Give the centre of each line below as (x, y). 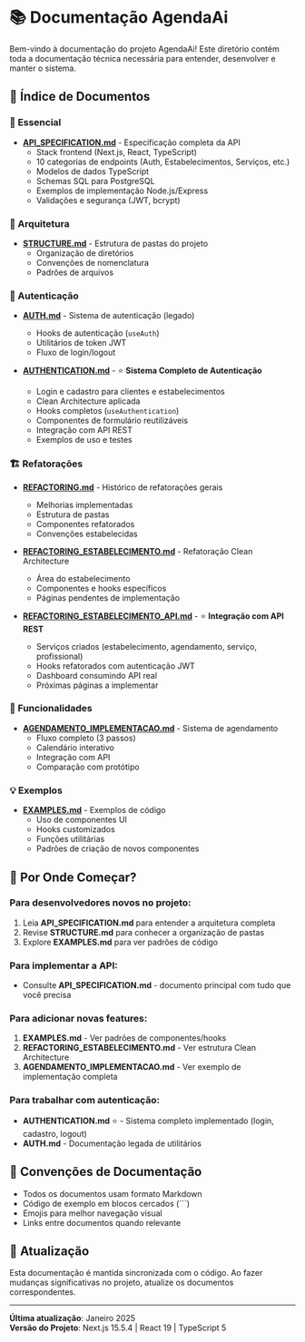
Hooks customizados (75, 829)
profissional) (59, 656)
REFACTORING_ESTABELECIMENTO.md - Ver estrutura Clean (139, 1048)
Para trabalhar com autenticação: (85, 1101)
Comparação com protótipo (88, 767)
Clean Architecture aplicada (88, 401)
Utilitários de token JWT (81, 343)
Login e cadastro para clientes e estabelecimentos (130, 392)
